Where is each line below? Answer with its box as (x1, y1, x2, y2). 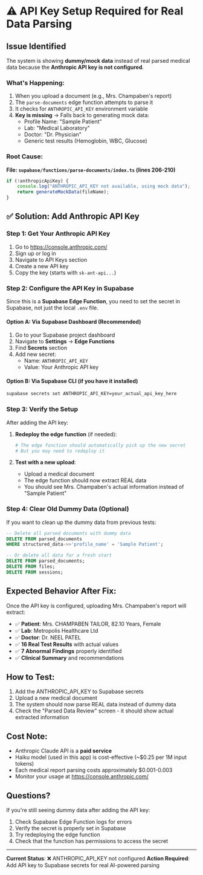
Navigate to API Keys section (14, 256, 88, 263)
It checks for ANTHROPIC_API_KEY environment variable (14, 105, 148, 112)
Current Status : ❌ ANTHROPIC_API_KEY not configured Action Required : (6, 855, 190, 862)
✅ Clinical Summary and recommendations (14, 654, 124, 661)
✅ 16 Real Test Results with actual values (14, 641, 119, 648)
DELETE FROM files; (6, 564, 56, 570)
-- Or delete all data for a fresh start (6, 552, 112, 558)
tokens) (14, 760, 34, 767)
